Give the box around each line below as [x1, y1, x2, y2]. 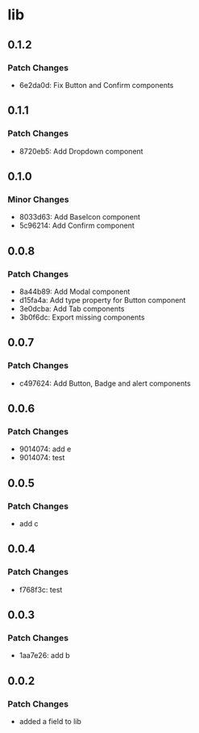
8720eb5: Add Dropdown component [19, 146, 143, 156]
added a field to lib [19, 717, 82, 727]
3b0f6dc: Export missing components [19, 312, 146, 322]
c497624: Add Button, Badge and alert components [19, 378, 191, 388]
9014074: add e [19, 444, 72, 454]
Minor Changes [7, 194, 69, 205]
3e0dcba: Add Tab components [19, 304, 125, 313]
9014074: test [19, 453, 65, 463]
